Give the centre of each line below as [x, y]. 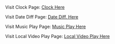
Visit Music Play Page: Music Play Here [46, 26]
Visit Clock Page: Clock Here [35, 7]
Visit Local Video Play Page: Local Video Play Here [57, 36]
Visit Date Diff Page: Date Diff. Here [42, 17]
